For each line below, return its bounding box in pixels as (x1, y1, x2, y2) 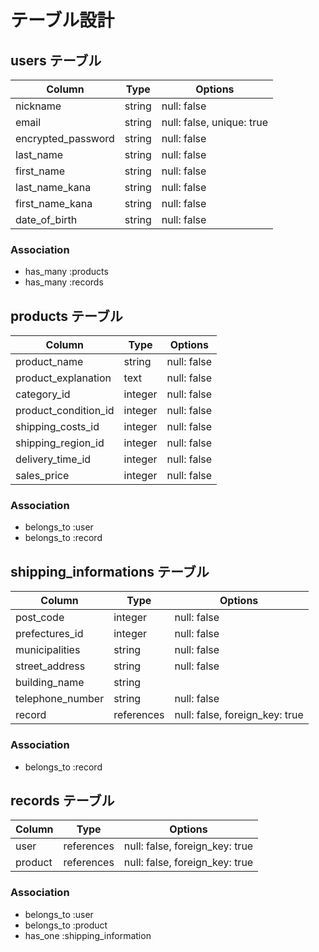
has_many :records (24, 276, 104, 288)
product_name (15, 355, 84, 369)
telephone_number (15, 692, 105, 706)
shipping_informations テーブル (10, 563, 210, 580)
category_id (15, 387, 71, 401)
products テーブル (10, 307, 123, 325)
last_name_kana (15, 181, 92, 194)
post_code (15, 611, 65, 625)
